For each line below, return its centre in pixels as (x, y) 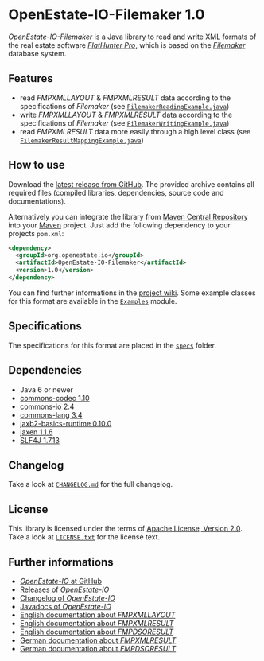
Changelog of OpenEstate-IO (67, 598)
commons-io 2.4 (47, 406)
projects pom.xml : (36, 233)
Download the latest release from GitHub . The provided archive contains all (131, 184)
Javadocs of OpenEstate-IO (65, 607)
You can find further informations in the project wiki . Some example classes (132, 293)
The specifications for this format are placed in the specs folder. (113, 345)
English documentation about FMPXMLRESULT (97, 623)
